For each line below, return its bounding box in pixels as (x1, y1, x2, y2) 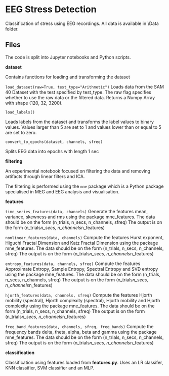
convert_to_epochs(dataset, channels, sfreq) (5, 139, 103, 144)
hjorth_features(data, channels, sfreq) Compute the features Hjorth (5, 292, 153, 298)
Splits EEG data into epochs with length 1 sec (5, 148, 99, 154)
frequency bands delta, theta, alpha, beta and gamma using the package (5, 329, 157, 335)
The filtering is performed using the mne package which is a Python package (5, 183, 164, 189)
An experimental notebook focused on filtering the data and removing (5, 168, 151, 174)
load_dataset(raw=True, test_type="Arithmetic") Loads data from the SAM (5, 83, 164, 90)
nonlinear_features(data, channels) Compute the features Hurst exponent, (5, 234, 164, 240)
